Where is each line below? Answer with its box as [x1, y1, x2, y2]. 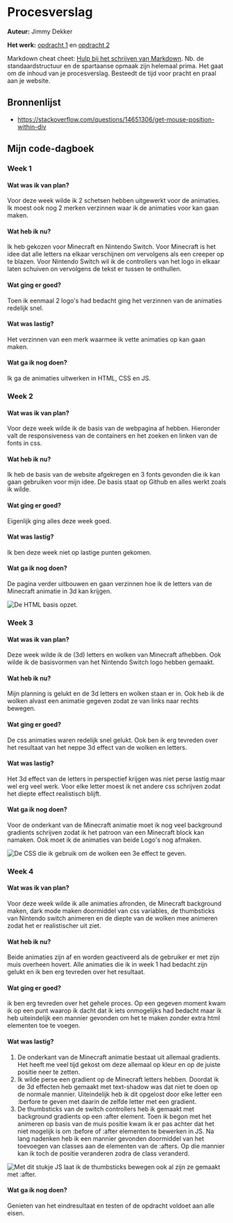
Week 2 [7, 392, 33, 401]
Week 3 [7, 617, 33, 627]
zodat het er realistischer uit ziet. [7, 921, 102, 930]
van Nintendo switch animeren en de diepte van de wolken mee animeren [7, 914, 218, 923]
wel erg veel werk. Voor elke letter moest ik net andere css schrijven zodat [7, 782, 221, 790]
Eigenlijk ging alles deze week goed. [7, 516, 111, 525]
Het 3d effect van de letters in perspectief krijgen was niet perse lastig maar [7, 774, 226, 783]
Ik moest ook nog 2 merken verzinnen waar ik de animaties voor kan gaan [7, 203, 219, 213]
